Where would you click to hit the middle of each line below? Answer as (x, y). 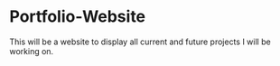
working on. (32, 51)
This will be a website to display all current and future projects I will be (140, 42)
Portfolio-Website (78, 17)
